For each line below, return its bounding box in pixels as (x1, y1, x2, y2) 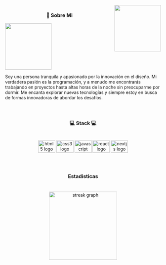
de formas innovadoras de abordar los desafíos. (5, 95, 103, 101)
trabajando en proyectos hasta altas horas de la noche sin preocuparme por (5, 84, 160, 90)
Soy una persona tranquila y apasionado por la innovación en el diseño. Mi (5, 74, 157, 80)
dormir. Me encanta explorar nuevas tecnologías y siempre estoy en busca (5, 89, 157, 95)
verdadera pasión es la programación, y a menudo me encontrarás (5, 79, 141, 85)
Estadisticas (68, 173, 98, 179)
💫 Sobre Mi (46, 12, 73, 19)
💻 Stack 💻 (69, 120, 97, 127)
